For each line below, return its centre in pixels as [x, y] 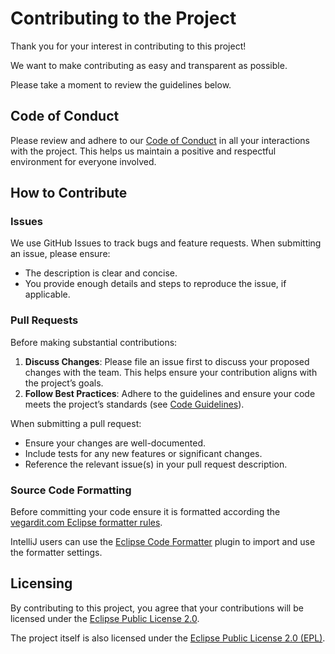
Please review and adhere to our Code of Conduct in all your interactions [160, 140]
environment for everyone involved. [83, 161]
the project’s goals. [64, 383]
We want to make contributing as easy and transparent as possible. [149, 65]
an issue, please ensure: [60, 254]
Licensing [41, 583]
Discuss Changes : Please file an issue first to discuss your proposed [167, 361]
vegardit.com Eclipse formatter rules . [86, 523]
